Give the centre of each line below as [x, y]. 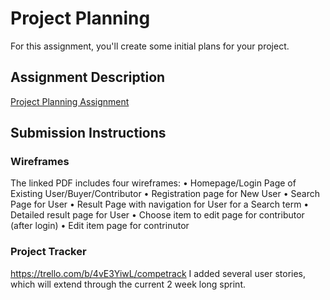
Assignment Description [88, 77]
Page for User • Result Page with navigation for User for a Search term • [160, 204]
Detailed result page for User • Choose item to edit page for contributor [157, 215]
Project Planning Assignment [70, 101]
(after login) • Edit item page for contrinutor [100, 226]
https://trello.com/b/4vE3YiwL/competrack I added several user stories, [158, 273]
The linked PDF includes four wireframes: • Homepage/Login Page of [153, 183]
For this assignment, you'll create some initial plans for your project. [150, 46]
